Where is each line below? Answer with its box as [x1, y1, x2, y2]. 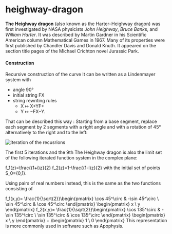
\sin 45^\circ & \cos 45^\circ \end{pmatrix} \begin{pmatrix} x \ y [5, 201, 141, 207]
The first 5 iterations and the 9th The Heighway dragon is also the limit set [5, 149, 162, 155]
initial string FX [12, 92, 45, 98]
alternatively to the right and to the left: [5, 130, 88, 136]
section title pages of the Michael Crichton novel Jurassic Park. [5, 48, 140, 54]
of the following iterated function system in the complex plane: [5, 155, 138, 161]
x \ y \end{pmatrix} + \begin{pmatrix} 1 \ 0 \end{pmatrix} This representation [5, 218, 167, 224]
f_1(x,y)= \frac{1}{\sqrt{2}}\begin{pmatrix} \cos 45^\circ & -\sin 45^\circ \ [5, 195, 159, 202]
